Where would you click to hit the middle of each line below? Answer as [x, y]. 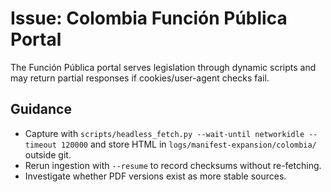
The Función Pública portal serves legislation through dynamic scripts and [163, 67]
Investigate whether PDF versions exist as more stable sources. [155, 176]
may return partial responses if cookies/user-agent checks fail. [140, 78]
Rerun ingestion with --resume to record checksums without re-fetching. [173, 165]
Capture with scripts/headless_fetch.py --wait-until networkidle [164, 133]
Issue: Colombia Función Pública [149, 18]
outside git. [48, 154]
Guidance [41, 109]
